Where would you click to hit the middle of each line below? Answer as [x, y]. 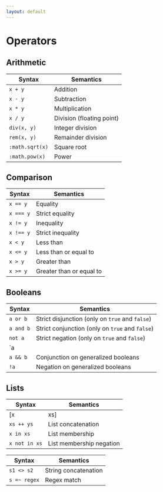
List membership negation [84, 444]
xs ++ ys [21, 424]
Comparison [29, 178]
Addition [66, 89]
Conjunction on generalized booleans [88, 357]
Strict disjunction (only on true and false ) [94, 319]
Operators [31, 41]
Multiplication [73, 108]
